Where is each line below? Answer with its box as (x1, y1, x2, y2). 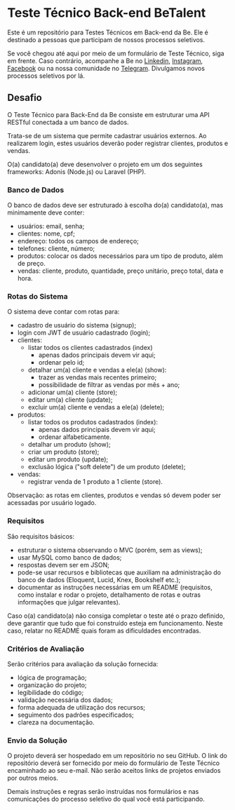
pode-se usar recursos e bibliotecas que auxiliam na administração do (17, 568, 221, 576)
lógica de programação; (17, 673, 87, 682)
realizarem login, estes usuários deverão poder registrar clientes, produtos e (7, 139, 229, 147)
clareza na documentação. (17, 717, 95, 727)
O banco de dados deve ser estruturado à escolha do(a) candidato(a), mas (7, 201, 223, 210)
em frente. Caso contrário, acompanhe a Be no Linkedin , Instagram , (7, 56, 203, 65)
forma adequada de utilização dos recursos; (17, 703, 146, 711)
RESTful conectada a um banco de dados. (7, 118, 129, 126)
